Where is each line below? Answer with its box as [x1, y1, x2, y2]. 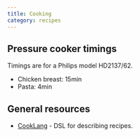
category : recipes [7, 17, 61, 24]
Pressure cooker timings [7, 43, 117, 55]
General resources [7, 103, 90, 115]
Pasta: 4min [17, 82, 53, 91]
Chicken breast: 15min [17, 75, 82, 84]
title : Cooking [7, 10, 52, 18]
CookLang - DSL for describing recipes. [17, 122, 134, 130]
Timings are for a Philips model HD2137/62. [7, 61, 134, 70]
